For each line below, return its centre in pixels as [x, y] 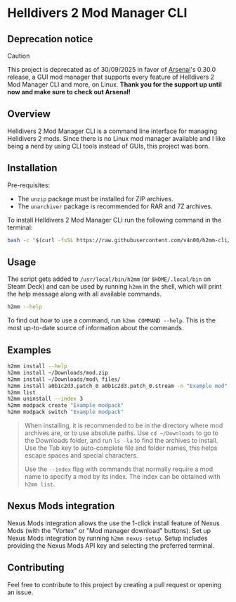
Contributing [36, 568]
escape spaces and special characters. [81, 455]
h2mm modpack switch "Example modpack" [66, 412]
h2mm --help [25, 307]
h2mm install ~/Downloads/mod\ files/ [64, 379]
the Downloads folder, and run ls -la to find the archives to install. [121, 440]
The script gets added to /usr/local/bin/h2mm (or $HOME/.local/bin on [109, 279]
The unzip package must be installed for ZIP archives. [95, 199]
